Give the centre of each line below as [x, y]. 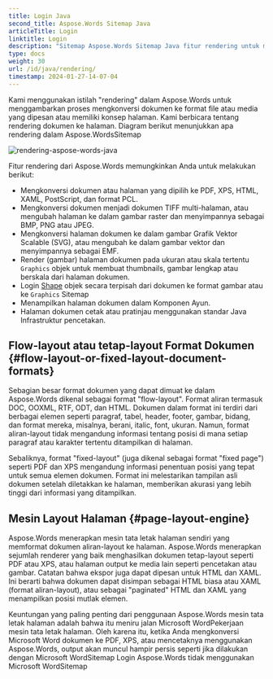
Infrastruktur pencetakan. [63, 320]
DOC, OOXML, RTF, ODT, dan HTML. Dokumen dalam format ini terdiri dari [133, 408]
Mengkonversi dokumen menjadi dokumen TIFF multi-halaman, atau [134, 208]
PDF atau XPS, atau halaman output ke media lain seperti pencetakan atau [133, 564]
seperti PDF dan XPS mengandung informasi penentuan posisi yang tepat [132, 467]
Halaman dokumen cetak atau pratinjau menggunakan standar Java [133, 311]
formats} [31, 371]
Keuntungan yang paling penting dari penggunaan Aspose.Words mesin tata [136, 615]
